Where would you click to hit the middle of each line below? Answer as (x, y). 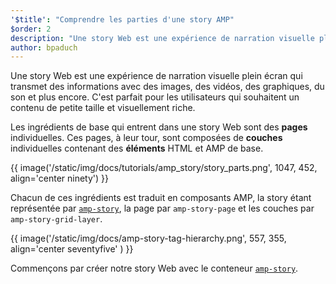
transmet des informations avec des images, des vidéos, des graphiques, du (167, 87)
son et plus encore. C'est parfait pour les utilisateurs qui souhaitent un (155, 97)
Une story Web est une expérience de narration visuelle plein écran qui (156, 76)
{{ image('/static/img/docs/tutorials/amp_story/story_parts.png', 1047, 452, (164, 168)
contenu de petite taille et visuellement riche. (103, 108)
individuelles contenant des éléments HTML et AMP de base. (137, 148)
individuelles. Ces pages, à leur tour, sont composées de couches (146, 138)
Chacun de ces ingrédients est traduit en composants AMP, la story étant (161, 198)
